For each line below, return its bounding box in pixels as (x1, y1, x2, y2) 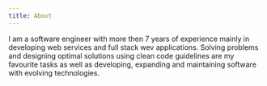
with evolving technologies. (8, 68, 100, 77)
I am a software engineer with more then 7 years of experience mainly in (8, 34, 250, 43)
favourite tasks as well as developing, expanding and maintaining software (8, 59, 257, 69)
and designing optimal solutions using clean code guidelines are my (8, 51, 235, 60)
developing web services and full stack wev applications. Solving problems (8, 42, 259, 52)
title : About (8, 11, 53, 20)
